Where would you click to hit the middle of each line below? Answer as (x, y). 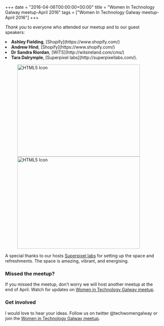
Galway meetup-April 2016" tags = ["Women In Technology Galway (73, 12)
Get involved (20, 302)
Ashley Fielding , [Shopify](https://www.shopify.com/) (66, 42)
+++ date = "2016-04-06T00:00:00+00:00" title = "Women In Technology (80, 7)
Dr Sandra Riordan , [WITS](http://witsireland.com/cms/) (68, 52)
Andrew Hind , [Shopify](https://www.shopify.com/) (63, 47)
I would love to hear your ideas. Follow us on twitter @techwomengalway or (81, 313)
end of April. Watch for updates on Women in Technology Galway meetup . (80, 290)
